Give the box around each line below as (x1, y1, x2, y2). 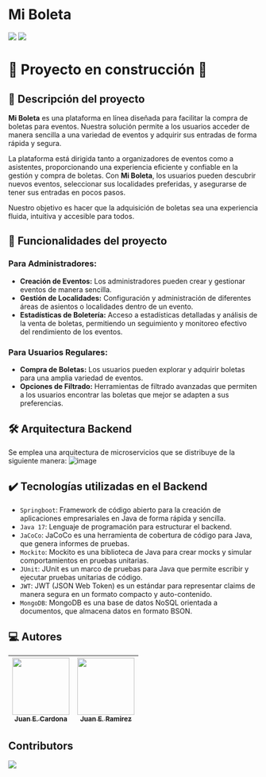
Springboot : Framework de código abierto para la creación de (19, 505, 222, 514)
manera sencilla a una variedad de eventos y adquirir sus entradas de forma (8, 129, 257, 140)
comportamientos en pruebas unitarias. (19, 556, 149, 565)
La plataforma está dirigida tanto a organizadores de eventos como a (8, 153, 234, 163)
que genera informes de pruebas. (19, 538, 130, 548)
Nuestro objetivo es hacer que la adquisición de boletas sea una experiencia (8, 202, 258, 212)
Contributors (8, 739, 74, 752)
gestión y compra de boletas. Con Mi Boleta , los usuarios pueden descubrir (8, 171, 256, 180)
